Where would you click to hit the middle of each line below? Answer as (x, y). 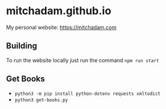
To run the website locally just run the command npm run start (83, 60)
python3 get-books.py (41, 100)
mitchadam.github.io (59, 11)
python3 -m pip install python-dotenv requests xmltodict (87, 94)
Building (22, 46)
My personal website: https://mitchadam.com (61, 27)
